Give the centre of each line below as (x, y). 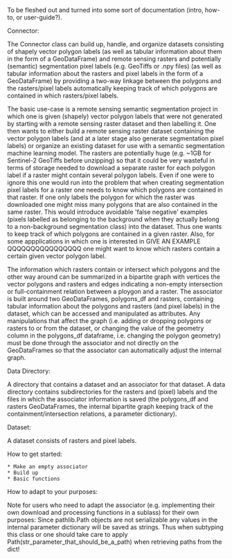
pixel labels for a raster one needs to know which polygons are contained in (115, 190)
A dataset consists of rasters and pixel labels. (72, 441)
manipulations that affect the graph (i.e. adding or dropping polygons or (109, 321)
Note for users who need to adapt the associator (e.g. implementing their (111, 505)
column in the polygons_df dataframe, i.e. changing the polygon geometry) (114, 336)
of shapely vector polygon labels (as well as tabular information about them (115, 52)
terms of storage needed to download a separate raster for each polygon (111, 168)
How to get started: (35, 454)
